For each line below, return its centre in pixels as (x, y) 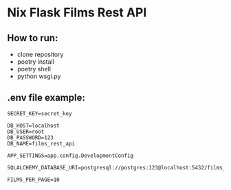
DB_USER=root (26, 132)
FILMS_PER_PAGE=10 (33, 180)
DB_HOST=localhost (33, 126)
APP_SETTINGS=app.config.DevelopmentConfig (70, 156)
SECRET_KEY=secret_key (40, 114)
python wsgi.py (39, 76)
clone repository (40, 54)
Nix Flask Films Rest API (77, 13)
